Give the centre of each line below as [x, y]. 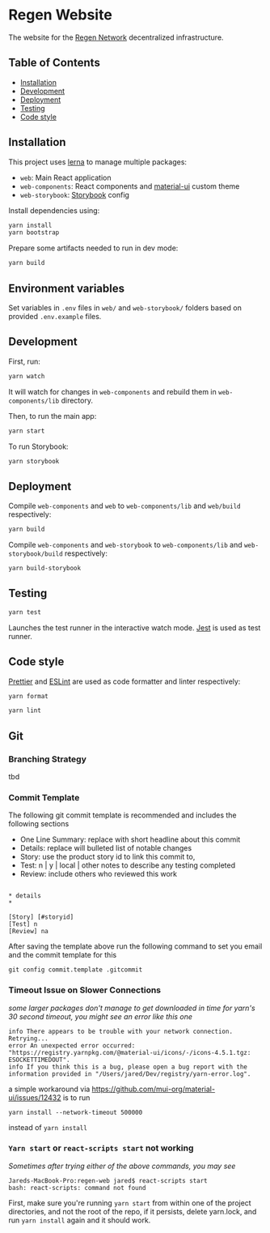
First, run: [24, 361]
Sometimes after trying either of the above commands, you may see [122, 1166]
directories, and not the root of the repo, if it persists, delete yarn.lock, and [133, 1211]
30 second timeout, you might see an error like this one [100, 1016]
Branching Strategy [47, 759]
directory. [77, 400]
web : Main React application [65, 177]
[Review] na [28, 932]
